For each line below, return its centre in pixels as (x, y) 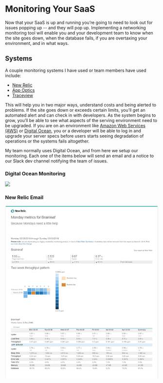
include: (13, 75)
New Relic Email (24, 197)
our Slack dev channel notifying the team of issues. (56, 161)
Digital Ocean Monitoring (35, 173)
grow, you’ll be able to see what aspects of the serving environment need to (81, 120)
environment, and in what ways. (37, 43)
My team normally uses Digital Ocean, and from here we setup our (72, 150)
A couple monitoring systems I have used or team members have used (76, 70)
